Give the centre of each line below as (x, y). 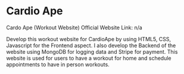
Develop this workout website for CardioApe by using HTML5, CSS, (89, 39)
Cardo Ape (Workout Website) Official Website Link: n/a (74, 27)
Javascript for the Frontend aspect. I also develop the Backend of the (91, 45)
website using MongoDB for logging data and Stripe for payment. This (92, 51)
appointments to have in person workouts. (58, 64)
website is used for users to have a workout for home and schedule (89, 58)
